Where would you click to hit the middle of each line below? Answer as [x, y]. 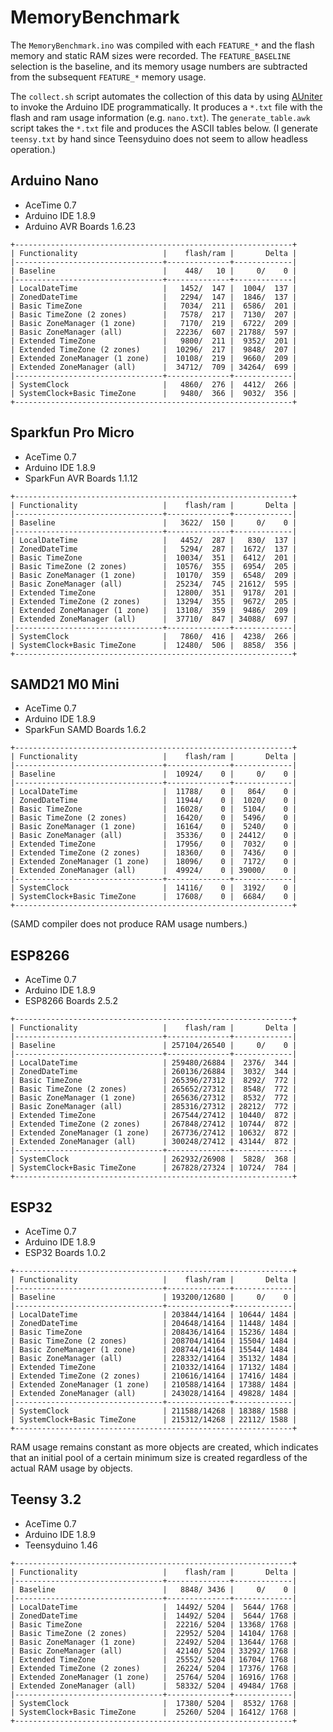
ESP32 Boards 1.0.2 [65, 1252]
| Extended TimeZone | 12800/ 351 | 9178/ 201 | [154, 592]
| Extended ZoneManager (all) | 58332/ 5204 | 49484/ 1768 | [154, 1686]
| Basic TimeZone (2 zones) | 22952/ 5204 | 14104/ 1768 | [154, 1633]
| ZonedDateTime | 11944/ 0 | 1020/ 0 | [154, 801]
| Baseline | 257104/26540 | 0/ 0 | [154, 1046]
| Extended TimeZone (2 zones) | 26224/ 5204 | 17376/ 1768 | [154, 1668]
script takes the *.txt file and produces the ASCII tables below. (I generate [164, 128]
